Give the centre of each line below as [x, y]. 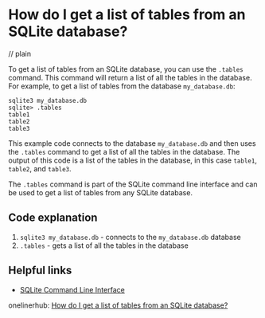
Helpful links [40, 271]
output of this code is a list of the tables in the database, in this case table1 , [132, 160]
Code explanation [53, 218]
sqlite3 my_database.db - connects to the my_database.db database [130, 237]
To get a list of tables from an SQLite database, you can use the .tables [126, 69]
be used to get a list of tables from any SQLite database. [101, 192]
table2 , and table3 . [40, 168]
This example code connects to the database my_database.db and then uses [132, 143]
